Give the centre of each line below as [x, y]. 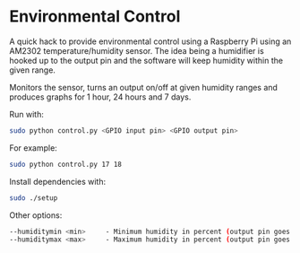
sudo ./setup [34, 198]
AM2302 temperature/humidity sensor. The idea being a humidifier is [137, 50]
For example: [34, 148]
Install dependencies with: [58, 181]
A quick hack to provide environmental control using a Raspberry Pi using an [150, 41]
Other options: [36, 215]
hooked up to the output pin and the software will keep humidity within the [146, 60]
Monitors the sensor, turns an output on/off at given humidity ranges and [143, 87]
